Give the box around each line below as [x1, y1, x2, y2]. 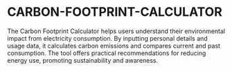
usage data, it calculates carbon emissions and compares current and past [7, 41, 220, 50]
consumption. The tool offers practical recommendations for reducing [7, 49, 206, 57]
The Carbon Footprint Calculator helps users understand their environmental [7, 27, 226, 35]
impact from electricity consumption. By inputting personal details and [7, 34, 208, 42]
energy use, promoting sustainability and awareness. [7, 56, 159, 64]
